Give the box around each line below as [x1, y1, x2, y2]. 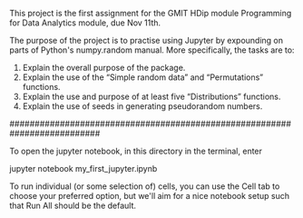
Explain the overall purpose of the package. [22, 63, 186, 73]
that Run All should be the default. [9, 200, 137, 211]
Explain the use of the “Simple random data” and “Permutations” [22, 72, 264, 83]
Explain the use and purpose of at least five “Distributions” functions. [22, 91, 281, 102]
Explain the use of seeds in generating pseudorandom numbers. [22, 101, 263, 112]
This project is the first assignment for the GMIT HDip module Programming [9, 8, 292, 18]
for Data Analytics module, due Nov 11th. [9, 17, 161, 28]
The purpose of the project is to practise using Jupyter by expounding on [9, 35, 284, 45]
